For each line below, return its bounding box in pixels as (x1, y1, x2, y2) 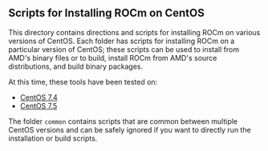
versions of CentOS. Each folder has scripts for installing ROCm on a (8, 36, 235, 46)
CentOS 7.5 (19, 101, 58, 110)
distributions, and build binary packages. (8, 62, 144, 71)
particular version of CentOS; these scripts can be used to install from (8, 44, 239, 54)
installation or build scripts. (8, 133, 98, 143)
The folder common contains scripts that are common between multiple (8, 116, 238, 126)
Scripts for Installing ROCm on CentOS (8, 6, 205, 20)
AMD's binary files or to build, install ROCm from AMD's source (8, 53, 217, 62)
